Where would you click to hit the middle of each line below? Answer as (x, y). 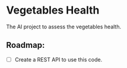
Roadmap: (26, 45)
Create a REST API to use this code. (58, 59)
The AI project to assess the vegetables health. (64, 27)
